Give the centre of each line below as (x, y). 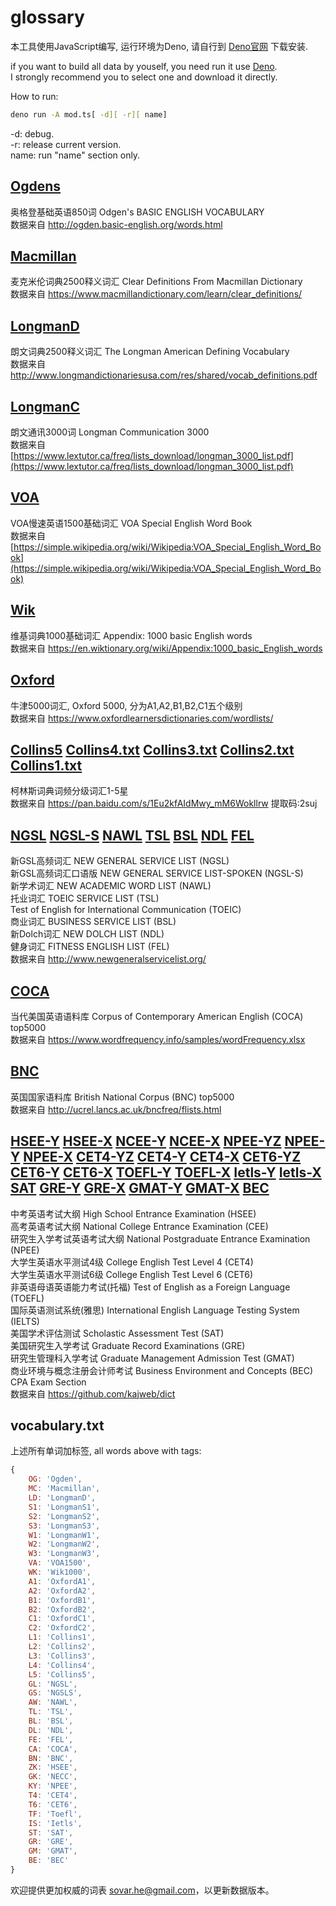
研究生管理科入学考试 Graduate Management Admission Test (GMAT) (152, 1358)
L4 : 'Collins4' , (62, 1665)
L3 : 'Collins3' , (62, 1656)
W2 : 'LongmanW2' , (64, 1544)
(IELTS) (25, 1321)
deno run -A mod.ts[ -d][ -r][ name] (89, 114)
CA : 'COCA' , (53, 1749)
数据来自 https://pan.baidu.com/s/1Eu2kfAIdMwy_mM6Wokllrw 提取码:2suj (164, 803)
